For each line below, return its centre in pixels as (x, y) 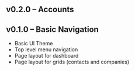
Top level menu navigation (46, 49)
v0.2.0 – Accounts (40, 10)
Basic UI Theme (34, 44)
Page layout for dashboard (46, 56)
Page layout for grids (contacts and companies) (72, 62)
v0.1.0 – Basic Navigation (53, 29)
